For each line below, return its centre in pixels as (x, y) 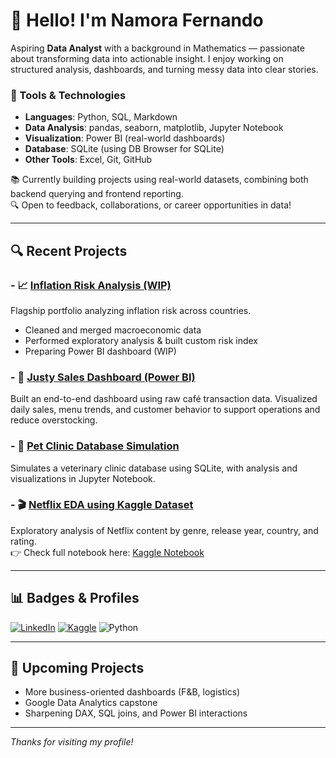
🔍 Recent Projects (69, 250)
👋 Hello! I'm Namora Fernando (137, 20)
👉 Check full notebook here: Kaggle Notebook (107, 552)
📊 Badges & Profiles (75, 598)
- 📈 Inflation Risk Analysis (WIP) (91, 285)
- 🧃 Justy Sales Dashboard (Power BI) (103, 377)
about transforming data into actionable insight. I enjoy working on (147, 58)
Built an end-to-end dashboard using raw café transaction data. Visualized (164, 399)
